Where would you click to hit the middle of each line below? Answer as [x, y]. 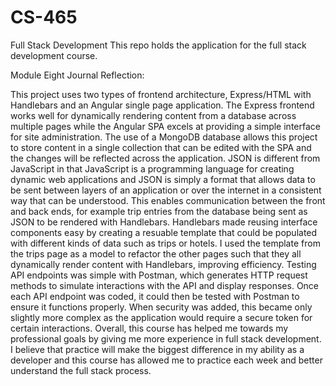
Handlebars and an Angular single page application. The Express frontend [162, 105]
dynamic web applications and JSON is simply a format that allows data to [163, 179]
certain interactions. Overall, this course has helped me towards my [149, 328]
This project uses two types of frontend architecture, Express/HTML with [161, 94]
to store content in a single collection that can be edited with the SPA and [161, 147]
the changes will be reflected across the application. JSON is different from [165, 158]
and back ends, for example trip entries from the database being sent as [159, 211]
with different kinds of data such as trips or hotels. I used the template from [165, 243]
